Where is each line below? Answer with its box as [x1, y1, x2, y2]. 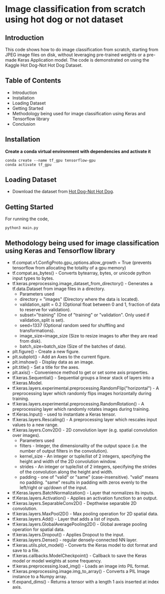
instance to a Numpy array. [12, 574, 67, 580]
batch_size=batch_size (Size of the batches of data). [19, 343, 127, 349]
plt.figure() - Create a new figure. [12, 349, 80, 355]
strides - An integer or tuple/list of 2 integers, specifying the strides [19, 464, 157, 470]
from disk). [19, 338, 42, 344]
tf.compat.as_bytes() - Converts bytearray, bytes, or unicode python [12, 270, 151, 276]
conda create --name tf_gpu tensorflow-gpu [5, 158, 96, 163]
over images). [12, 432, 40, 438]
